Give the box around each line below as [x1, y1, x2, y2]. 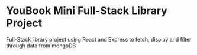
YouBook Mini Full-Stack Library [6, 4, 167, 18]
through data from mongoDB [6, 42, 76, 49]
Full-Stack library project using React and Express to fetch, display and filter [6, 36, 192, 43]
